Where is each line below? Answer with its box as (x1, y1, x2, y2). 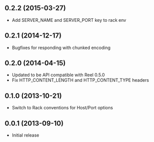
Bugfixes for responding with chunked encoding (11, 45, 111, 50)
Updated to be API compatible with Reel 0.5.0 (11, 72, 105, 78)
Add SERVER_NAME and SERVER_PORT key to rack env (11, 17, 126, 23)
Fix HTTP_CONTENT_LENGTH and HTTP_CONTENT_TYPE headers (11, 77, 150, 83)
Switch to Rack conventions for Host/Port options (11, 105, 113, 111)
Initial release (11, 132, 39, 138)
